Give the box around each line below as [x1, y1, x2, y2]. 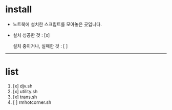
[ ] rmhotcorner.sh [12, 99, 52, 105]
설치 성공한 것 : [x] [12, 32, 50, 38]
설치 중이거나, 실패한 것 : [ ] [12, 42, 68, 49]
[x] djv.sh [12, 83, 33, 89]
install [5, 4, 32, 15]
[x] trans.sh [12, 94, 37, 100]
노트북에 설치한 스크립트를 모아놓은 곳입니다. [12, 21, 102, 27]
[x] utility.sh [12, 88, 38, 94]
